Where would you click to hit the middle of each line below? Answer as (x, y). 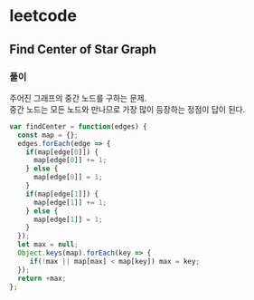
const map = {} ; (48, 135)
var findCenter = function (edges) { (78, 126)
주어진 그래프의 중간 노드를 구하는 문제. (78, 98)
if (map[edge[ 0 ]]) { (62, 152)
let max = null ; (48, 245)
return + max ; (42, 278)
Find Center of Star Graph (83, 49)
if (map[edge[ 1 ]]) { (62, 194)
